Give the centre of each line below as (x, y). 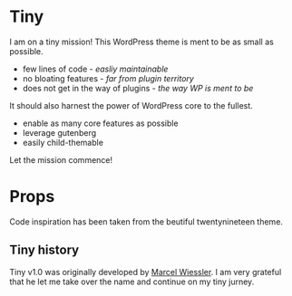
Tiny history (44, 250)
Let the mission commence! (61, 159)
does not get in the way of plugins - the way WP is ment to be (138, 88)
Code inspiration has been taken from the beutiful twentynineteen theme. (146, 221)
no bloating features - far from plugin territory (108, 78)
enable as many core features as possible (100, 123)
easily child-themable (63, 142)
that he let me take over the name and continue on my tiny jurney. (132, 282)
